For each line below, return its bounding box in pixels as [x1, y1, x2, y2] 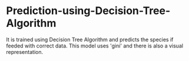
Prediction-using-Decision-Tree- [6, 4, 171, 18]
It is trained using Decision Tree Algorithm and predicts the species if [6, 36, 174, 43]
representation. [6, 48, 43, 55]
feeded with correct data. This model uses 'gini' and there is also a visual [6, 42, 184, 49]
